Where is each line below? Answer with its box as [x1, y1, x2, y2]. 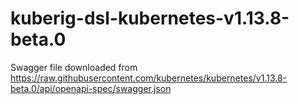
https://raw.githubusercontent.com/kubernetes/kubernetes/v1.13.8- [10, 72, 288, 84]
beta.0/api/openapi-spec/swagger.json [10, 82, 172, 94]
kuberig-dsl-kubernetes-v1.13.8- [10, 7, 290, 30]
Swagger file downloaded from [10, 61, 138, 73]
